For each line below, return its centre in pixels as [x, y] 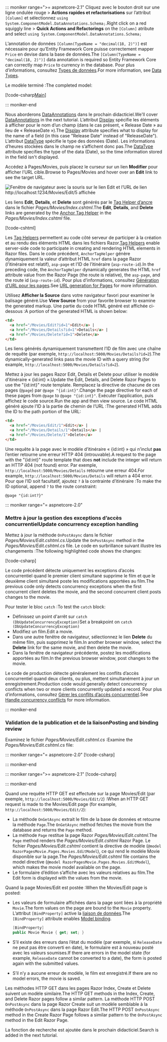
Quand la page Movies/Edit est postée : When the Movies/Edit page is [76, 888]
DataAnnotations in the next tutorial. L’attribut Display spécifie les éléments [82, 120]
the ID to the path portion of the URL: [43, 412]
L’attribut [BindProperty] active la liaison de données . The [71, 913]
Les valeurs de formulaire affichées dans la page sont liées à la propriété [87, 903]
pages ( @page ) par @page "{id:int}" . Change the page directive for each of [82, 390]
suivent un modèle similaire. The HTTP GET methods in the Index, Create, [80, 994]
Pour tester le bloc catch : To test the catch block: [55, 607]
